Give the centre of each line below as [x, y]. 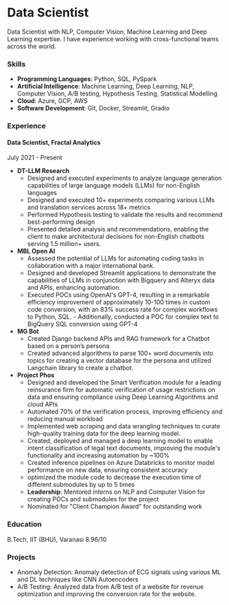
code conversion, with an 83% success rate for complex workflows [122, 310]
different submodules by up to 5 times [81, 485]
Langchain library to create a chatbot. [80, 368]
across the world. [32, 46]
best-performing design [61, 222]
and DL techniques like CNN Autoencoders [77, 579]
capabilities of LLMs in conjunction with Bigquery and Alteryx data [121, 280]
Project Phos [36, 375]
